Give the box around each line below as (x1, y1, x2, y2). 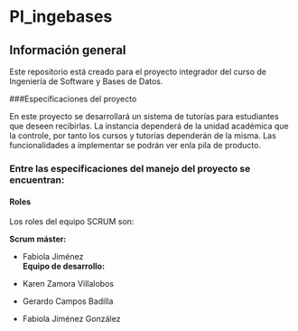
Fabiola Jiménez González (22, 314, 121, 325)
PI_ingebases (9, 6, 113, 27)
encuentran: (9, 174, 65, 186)
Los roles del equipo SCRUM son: (9, 216, 135, 227)
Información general (9, 43, 126, 58)
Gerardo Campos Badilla (22, 296, 114, 307)
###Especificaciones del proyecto (9, 93, 137, 104)
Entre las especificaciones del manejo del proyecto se (9, 162, 251, 175)
